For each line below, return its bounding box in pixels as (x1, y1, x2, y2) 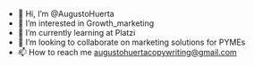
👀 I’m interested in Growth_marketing (17, 18, 155, 29)
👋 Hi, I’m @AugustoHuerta (17, 9, 114, 19)
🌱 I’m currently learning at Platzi (17, 28, 136, 37)
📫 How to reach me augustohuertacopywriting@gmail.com (17, 47, 237, 57)
